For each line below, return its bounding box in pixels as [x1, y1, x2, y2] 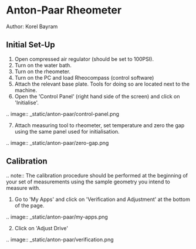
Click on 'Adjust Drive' [14, 224, 69, 231]
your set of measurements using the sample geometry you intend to [6, 178, 170, 185]
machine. [14, 86, 38, 94]
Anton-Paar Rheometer [6, 4, 122, 17]
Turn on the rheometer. [14, 68, 71, 75]
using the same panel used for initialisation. [14, 128, 120, 135]
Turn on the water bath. [14, 62, 72, 69]
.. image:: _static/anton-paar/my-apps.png [6, 213, 109, 220]
